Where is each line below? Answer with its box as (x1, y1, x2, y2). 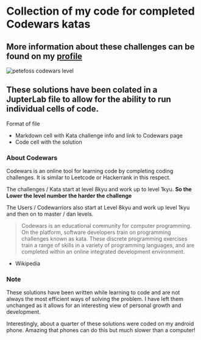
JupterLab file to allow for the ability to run (6, 94, 172, 105)
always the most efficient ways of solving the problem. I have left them (6, 296, 184, 303)
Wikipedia (15, 260, 41, 267)
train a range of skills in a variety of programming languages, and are (21, 242, 195, 249)
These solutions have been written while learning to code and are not (6, 289, 180, 296)
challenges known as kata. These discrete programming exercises (21, 235, 188, 243)
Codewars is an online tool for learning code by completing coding (6, 168, 174, 175)
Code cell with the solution (15, 138, 82, 146)
